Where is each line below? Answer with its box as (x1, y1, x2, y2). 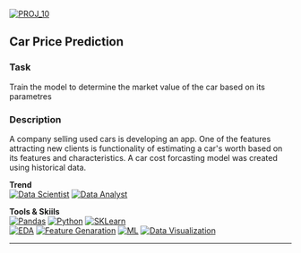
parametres (9, 90, 52, 102)
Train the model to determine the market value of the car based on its (9, 81, 266, 92)
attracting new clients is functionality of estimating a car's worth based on (9, 143, 283, 154)
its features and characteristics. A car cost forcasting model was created (9, 152, 278, 163)
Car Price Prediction (9, 34, 124, 49)
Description (9, 113, 62, 125)
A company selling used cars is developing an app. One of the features (9, 133, 271, 144)
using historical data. (9, 162, 87, 173)
